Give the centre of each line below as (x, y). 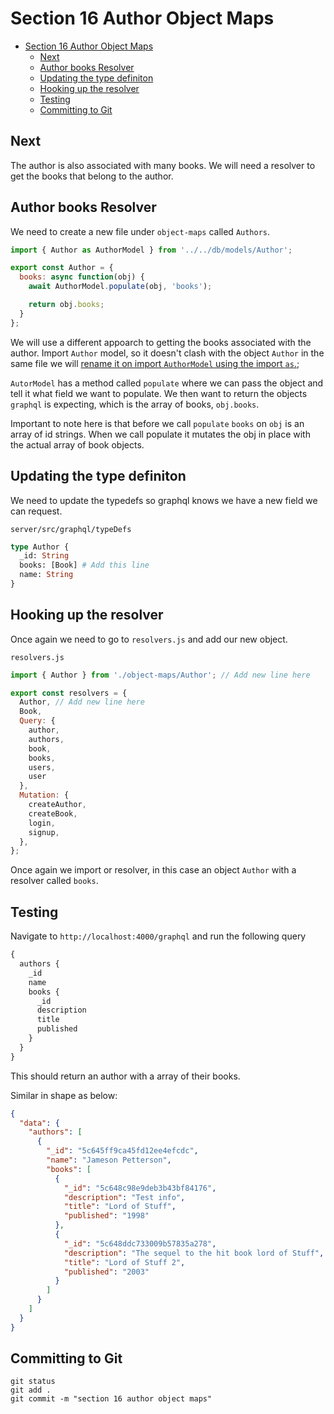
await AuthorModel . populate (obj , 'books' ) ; (120, 287)
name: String (46, 575)
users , (42, 767)
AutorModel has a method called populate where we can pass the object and (167, 383)
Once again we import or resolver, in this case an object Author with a (153, 870)
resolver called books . (54, 881)
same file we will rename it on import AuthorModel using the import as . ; (155, 363)
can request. (36, 511)
